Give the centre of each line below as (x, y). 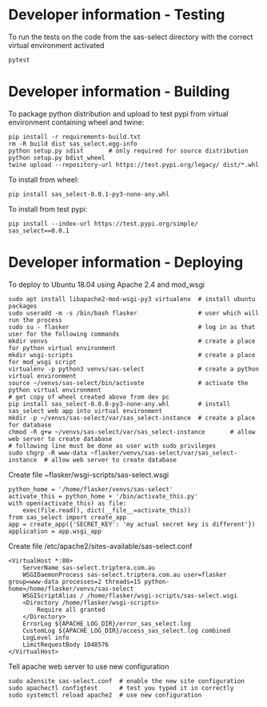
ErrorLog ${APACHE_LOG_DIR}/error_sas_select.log (107, 624)
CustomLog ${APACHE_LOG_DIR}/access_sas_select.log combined (126, 630)
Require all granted (71, 610)
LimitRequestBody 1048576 (66, 645)
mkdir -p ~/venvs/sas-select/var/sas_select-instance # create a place (132, 418)
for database (30, 425)
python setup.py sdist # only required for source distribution (128, 151)
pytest (19, 60)
